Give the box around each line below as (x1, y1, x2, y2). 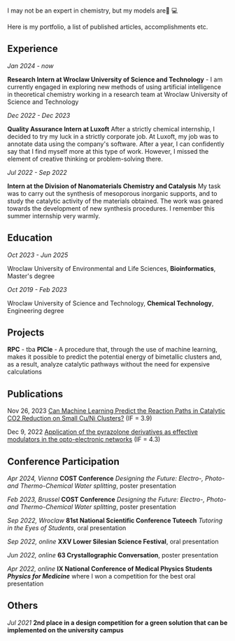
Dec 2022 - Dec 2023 (7, 111, 71, 119)
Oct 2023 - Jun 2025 (7, 251, 69, 259)
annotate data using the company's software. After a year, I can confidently (7, 140, 225, 148)
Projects (7, 326, 45, 339)
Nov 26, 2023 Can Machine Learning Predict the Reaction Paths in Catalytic (7, 407, 226, 415)
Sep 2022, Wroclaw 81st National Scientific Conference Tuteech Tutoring (7, 516, 223, 525)
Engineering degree (7, 306, 64, 315)
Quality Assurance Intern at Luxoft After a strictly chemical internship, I (7, 124, 215, 133)
